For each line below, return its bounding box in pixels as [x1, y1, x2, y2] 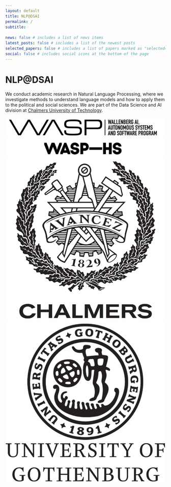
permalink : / [5, 19, 33, 24]
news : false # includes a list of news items [5, 35, 103, 40]
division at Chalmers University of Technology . [5, 107, 103, 113]
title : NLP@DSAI [5, 13, 40, 19]
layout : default [5, 8, 40, 13]
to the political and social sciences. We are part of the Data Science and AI [5, 102, 162, 108]
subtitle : [5, 25, 26, 30]
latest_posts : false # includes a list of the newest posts [5, 41, 136, 46]
